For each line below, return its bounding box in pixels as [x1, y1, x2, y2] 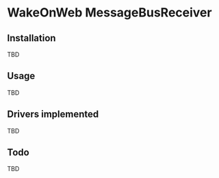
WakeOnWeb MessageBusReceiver [7, 5, 212, 21]
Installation [7, 32, 56, 44]
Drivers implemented [7, 109, 99, 120]
